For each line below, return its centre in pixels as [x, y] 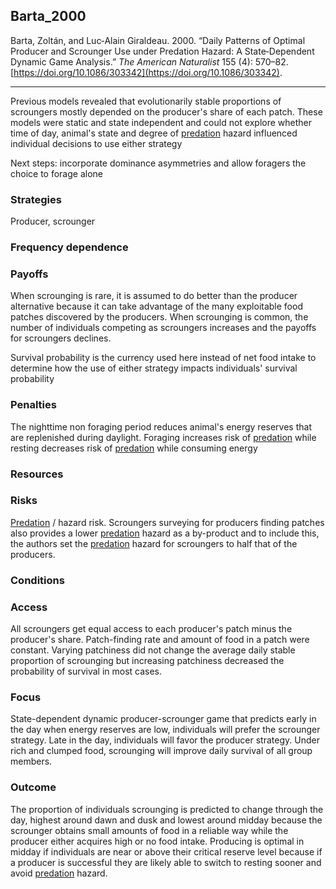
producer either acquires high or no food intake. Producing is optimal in [157, 841]
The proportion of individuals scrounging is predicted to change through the [167, 809]
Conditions [37, 580]
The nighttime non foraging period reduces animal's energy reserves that [161, 426]
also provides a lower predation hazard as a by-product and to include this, [165, 533]
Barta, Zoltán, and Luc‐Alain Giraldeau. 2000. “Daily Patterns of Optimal [158, 40]
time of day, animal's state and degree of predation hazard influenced [154, 133]
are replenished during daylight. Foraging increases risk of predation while [163, 437]
